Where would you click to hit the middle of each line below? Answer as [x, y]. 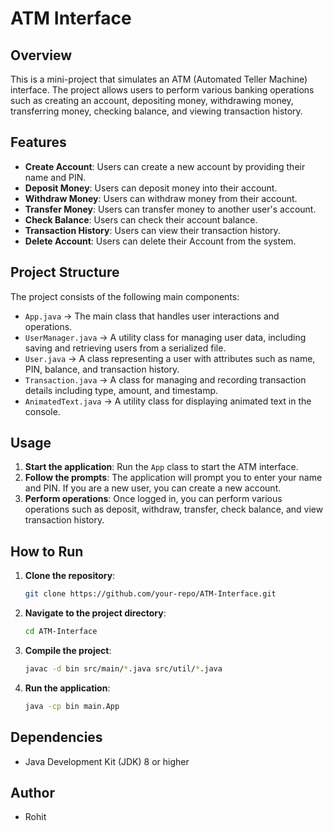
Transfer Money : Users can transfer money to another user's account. [170, 209]
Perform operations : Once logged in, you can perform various [153, 499]
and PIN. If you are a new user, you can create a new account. [153, 488]
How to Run [47, 551]
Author [32, 792]
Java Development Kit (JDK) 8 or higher [107, 761]
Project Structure [65, 272]
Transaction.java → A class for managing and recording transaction [165, 379]
